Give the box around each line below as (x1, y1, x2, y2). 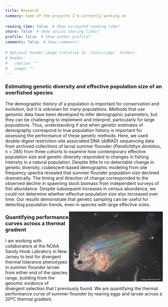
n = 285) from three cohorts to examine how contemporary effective (5, 148, 146, 154)
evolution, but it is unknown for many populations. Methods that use (5, 106, 145, 112)
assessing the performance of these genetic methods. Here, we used (5, 132, 148, 138)
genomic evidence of (5, 280, 49, 286)
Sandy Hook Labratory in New (5, 248, 67, 254)
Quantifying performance (5, 214, 69, 221)
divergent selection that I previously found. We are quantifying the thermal (5, 285, 158, 292)
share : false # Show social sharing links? (5, 29, 99, 34)
